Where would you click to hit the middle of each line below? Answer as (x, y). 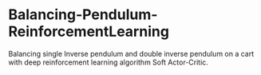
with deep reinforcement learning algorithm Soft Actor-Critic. (109, 62)
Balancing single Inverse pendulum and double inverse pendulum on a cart (131, 53)
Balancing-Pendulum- (83, 15)
